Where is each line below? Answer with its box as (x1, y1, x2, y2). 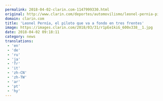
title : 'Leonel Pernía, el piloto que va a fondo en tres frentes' (5, 20, 145, 26)
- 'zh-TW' (7, 75, 27, 80)
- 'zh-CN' (7, 70, 27, 75)
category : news (5, 34, 36, 39)
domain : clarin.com (5, 16, 45, 21)
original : (5, 12, 25, 17)
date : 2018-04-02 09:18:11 (5, 30, 60, 34)
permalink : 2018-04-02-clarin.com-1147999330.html (5, 7, 110, 12)
